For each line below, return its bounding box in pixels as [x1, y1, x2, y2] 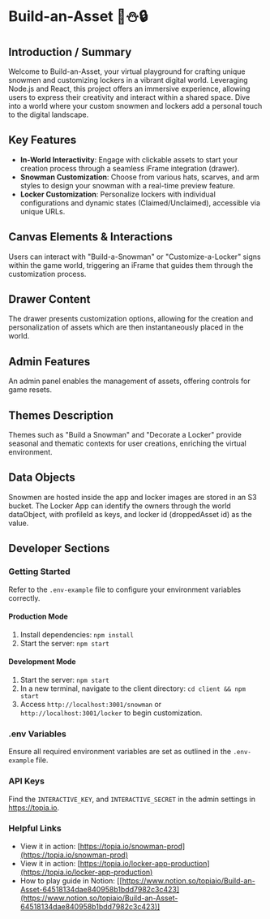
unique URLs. [19, 206, 66, 216]
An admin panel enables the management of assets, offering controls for [8, 376, 251, 386]
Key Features [8, 133, 77, 147]
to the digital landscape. [8, 110, 89, 119]
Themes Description [8, 408, 114, 422]
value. [8, 518, 29, 528]
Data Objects [8, 471, 75, 485]
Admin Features [8, 355, 91, 369]
